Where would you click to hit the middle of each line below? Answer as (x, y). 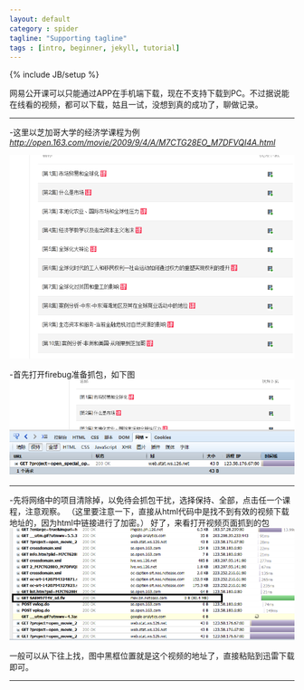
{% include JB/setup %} (54, 75)
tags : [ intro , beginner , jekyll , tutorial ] (95, 48)
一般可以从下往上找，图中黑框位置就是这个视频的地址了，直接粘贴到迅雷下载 (152, 656)
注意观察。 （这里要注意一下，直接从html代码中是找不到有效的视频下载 (157, 512)
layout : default (40, 19)
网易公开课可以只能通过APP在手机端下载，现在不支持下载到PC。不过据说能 (149, 93)
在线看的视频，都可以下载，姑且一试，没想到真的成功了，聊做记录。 (136, 105)
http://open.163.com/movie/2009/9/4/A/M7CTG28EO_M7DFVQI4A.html (142, 143)
